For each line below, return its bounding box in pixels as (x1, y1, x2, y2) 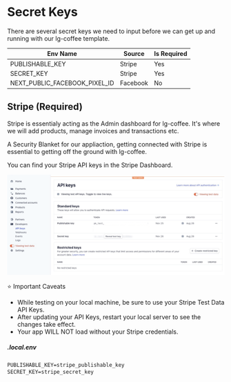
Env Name (47, 50, 77, 58)
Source (123, 50, 145, 58)
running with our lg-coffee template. (7, 34, 110, 42)
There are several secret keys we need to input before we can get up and (7, 27, 216, 35)
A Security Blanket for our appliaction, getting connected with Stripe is (7, 140, 208, 149)
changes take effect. (17, 320, 76, 328)
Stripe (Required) (7, 101, 83, 113)
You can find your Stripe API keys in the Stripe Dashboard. (7, 160, 173, 169)
